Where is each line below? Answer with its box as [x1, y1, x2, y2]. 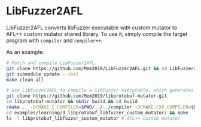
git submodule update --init [6, 71, 79, 77]
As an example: [6, 48, 44, 55]
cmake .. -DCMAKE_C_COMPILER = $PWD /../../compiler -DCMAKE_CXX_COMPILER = [6, 104, 191, 110]
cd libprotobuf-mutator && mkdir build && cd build [6, 99, 138, 105]
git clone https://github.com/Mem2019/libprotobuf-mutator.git [6, 93, 167, 99]
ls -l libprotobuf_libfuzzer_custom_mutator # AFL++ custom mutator [6, 115, 181, 121]
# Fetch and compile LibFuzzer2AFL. [6, 60, 98, 66]
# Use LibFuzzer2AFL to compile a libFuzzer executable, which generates [6, 87, 194, 93]
